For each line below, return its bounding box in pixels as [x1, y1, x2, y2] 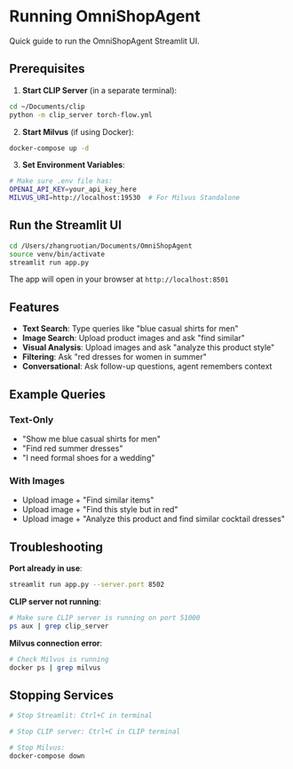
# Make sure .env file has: [9, 177, 114, 186]
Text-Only [9, 413, 54, 425]
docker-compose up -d [9, 144, 90, 153]
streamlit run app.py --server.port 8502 [9, 580, 165, 590]
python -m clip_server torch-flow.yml [9, 110, 153, 119]
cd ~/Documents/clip [9, 102, 86, 111]
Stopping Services [9, 687, 114, 702]
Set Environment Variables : [21, 160, 126, 170]
